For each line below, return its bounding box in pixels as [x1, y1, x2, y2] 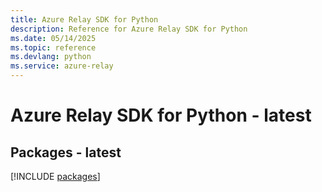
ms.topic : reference [10, 42, 97, 53]
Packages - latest [10, 144, 122, 161]
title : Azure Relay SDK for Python [10, 14, 159, 25]
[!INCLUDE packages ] [10, 171, 101, 182]
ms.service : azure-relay [10, 61, 114, 71]
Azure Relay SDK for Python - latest [10, 104, 312, 127]
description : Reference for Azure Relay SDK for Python [10, 24, 248, 34]
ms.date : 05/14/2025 [10, 33, 97, 43]
